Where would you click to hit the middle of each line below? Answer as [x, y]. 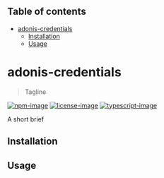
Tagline [35, 92]
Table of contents [47, 12]
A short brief [26, 119]
